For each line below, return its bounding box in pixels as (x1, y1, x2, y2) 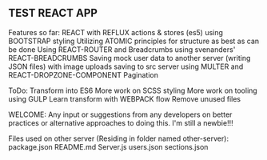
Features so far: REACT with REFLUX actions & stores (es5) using (8, 27, 224, 37)
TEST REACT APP (8, 6, 98, 20)
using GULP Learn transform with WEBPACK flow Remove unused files (8, 94, 241, 103)
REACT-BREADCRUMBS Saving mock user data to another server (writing (8, 53, 251, 62)
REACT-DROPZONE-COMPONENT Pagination (8, 70, 158, 79)
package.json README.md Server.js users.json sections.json (8, 142, 209, 151)
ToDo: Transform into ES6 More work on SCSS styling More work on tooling (8, 86, 257, 95)
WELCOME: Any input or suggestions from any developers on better (8, 110, 233, 119)
